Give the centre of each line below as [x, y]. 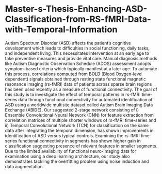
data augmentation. [24, 166]
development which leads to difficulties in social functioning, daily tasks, [77, 48]
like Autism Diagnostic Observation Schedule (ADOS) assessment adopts [78, 63]
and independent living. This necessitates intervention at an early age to [77, 53]
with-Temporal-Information [61, 30]
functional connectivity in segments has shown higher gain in [80, 141]
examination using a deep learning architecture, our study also [67, 156]
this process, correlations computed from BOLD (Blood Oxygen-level [74, 74]
